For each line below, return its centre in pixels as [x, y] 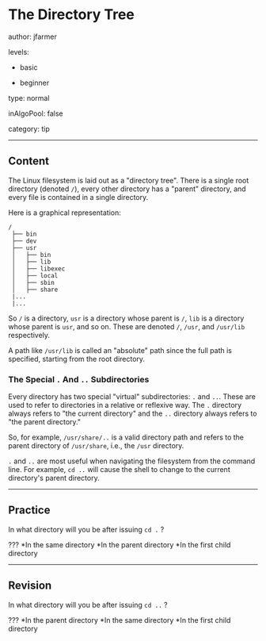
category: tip [29, 129]
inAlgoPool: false [36, 113]
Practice [29, 510]
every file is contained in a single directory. [78, 197]
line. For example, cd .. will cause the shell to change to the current [120, 470]
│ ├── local [35, 275]
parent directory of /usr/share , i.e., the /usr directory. [96, 446]
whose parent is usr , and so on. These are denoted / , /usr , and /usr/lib [127, 326]
